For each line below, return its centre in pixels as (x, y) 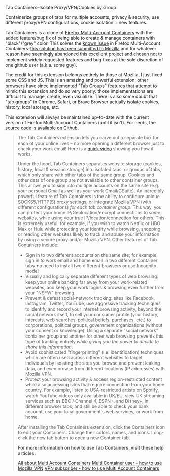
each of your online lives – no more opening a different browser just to (91, 143)
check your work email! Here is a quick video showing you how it (86, 149)
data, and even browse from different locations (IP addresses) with (95, 368)
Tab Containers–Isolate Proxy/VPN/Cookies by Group (61, 7)
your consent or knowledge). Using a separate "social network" (92, 331)
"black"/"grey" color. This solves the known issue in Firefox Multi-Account (83, 43)
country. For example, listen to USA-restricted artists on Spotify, (92, 390)
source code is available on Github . (42, 128)
